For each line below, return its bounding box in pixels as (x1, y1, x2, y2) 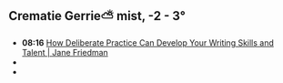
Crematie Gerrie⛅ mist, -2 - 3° (8, 8, 186, 24)
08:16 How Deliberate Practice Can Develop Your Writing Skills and (21, 36, 275, 48)
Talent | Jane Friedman (21, 47, 108, 57)
